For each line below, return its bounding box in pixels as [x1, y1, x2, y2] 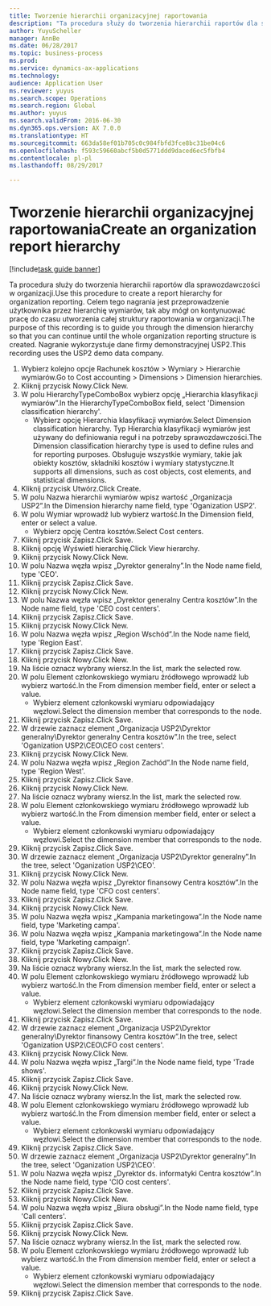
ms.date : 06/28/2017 [9, 42, 79, 50]
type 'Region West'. [20, 766, 86, 776]
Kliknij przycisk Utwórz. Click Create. [20, 484, 142, 494]
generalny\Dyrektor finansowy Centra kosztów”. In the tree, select [20, 1032, 238, 1042]
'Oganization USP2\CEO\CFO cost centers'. [20, 1040, 165, 1050]
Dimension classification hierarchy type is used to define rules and [32, 441, 254, 451]
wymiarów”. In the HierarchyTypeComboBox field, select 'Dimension [20, 398, 245, 408]
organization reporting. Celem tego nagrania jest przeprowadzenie [9, 297, 230, 307]
